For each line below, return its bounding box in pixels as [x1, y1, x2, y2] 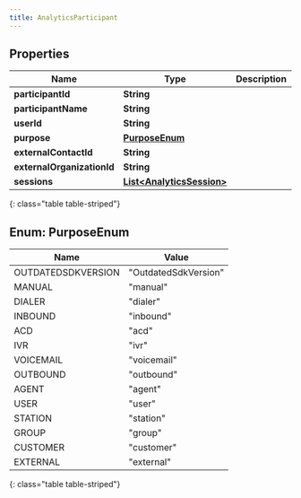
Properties [9, 47, 70, 62]
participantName [13, 102, 88, 115]
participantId [13, 88, 71, 100]
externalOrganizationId [13, 161, 115, 173]
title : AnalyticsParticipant [9, 13, 118, 22]
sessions [13, 176, 54, 188]
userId [13, 118, 42, 130]
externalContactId [13, 146, 93, 159]
